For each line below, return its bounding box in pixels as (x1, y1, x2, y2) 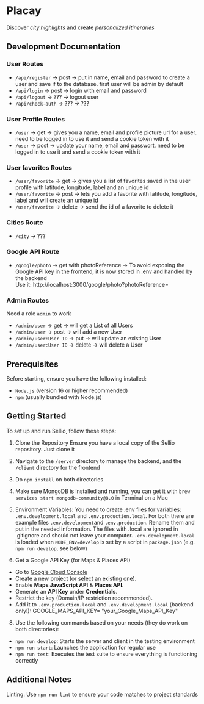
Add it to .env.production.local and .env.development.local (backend (15, 600, 194, 608)
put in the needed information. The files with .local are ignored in (15, 525, 178, 533)
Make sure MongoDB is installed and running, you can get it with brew (15, 487, 191, 495)
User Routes (6, 60, 44, 68)
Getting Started (6, 411, 67, 422)
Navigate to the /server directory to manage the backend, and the (15, 457, 182, 464)
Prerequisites (6, 359, 59, 369)
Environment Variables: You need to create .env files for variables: (15, 506, 181, 513)
